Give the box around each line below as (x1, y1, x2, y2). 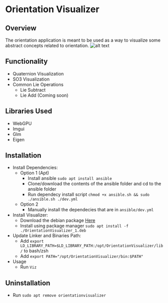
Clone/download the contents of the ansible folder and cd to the (27, 181, 161, 187)
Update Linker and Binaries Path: (12, 233, 81, 239)
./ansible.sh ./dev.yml (27, 197, 78, 202)
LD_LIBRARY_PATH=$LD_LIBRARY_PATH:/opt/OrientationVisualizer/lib (20, 243, 163, 249)
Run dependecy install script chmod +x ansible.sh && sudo (27, 192, 150, 198)
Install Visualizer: (12, 212, 48, 218)
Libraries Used (5, 107, 52, 116)
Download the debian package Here (20, 217, 96, 223)
